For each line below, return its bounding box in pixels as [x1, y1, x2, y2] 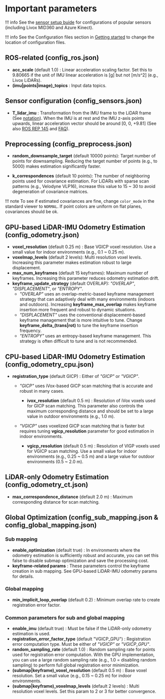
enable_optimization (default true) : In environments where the [12, 547, 140, 553]
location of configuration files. [5, 39, 66, 45]
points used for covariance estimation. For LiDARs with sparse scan [12, 178, 149, 184]
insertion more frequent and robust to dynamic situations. [19, 307, 137, 313]
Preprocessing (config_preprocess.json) [5, 140, 132, 148]
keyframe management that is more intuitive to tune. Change [19, 317, 142, 323]
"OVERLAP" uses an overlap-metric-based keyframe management [19, 291, 154, 297]
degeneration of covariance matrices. [12, 188, 88, 195]
